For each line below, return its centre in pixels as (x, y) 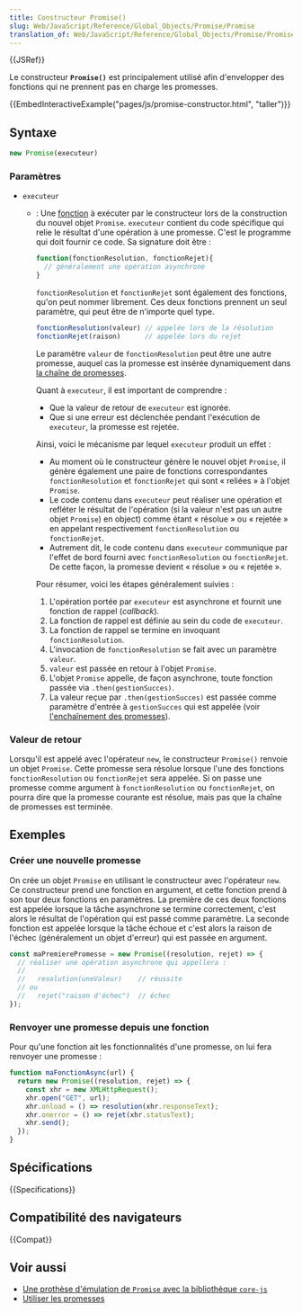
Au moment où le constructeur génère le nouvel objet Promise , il (167, 461)
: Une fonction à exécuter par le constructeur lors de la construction (161, 213)
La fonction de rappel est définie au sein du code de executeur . (166, 621)
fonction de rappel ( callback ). (104, 611)
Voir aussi (38, 1268)
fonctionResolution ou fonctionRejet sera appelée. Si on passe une (136, 778)
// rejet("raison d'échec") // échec (94, 996)
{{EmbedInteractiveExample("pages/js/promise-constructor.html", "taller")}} (150, 104)
